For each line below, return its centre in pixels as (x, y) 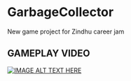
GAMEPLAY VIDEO (49, 53)
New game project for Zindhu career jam (66, 31)
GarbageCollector (61, 12)
